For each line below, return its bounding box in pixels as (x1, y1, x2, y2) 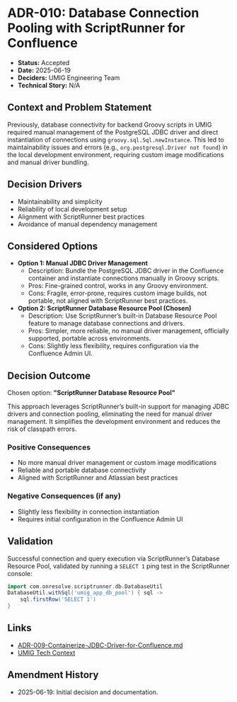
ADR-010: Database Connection (7, 5, 200, 21)
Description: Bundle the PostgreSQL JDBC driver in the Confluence (28, 267, 224, 275)
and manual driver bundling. (7, 158, 90, 166)
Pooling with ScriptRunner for (7, 20, 185, 36)
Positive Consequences (7, 442, 91, 452)
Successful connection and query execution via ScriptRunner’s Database (7, 554, 220, 563)
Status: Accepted (17, 58, 70, 67)
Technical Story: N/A (17, 81, 81, 89)
